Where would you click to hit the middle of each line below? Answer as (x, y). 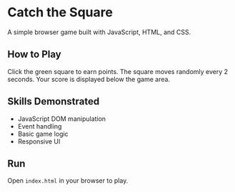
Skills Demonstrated (54, 101)
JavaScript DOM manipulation (61, 119)
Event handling (40, 126)
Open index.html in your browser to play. (68, 181)
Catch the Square (60, 12)
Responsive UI (39, 141)
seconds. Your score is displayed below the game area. (89, 79)
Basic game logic (43, 134)
